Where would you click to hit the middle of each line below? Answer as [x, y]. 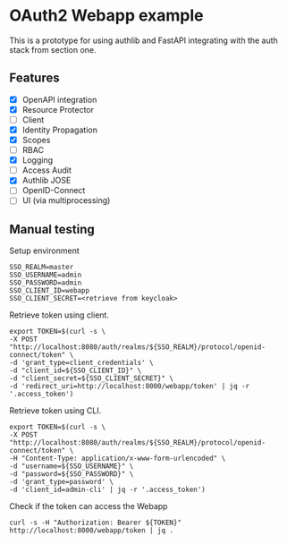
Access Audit [46, 170]
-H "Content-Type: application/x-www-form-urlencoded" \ [118, 459]
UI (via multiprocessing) [66, 200]
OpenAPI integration [59, 99]
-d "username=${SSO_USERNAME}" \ [72, 466]
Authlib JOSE [46, 181]
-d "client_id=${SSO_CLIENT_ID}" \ [76, 371]
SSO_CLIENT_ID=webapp [50, 291]
